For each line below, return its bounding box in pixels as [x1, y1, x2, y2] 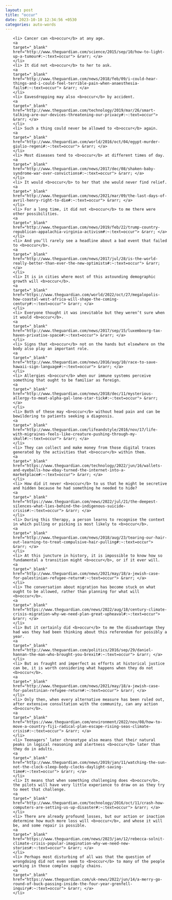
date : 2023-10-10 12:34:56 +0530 [5, 17, 77, 22]
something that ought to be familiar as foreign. [12, 378, 122, 383]
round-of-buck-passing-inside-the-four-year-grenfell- [12, 881, 133, 887]
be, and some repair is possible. [12, 823, 87, 828]
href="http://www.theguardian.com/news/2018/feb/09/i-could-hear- [12, 77, 158, 82]
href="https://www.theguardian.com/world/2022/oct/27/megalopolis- [12, 292, 160, 298]
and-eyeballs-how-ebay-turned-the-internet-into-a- [12, 468, 126, 473]
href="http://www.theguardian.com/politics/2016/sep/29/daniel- [12, 648, 154, 653]
